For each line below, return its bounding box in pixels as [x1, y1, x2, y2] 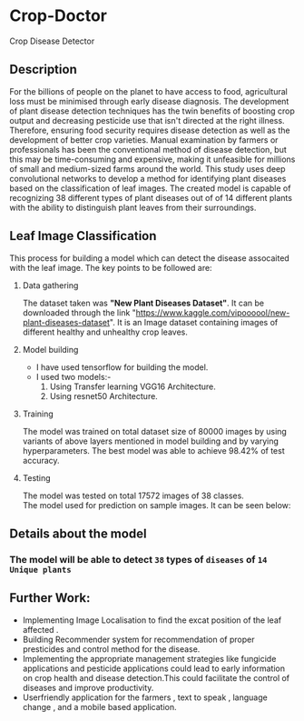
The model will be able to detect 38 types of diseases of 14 [9, 553, 268, 566]
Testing [22, 472, 52, 483]
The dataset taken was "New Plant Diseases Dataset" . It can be [22, 297, 265, 308]
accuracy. [22, 455, 61, 466]
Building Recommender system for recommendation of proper [22, 634, 255, 645]
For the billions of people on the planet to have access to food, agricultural [9, 85, 288, 96]
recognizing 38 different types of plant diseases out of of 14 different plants [9, 192, 293, 203]
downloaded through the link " [22, 306, 136, 318]
